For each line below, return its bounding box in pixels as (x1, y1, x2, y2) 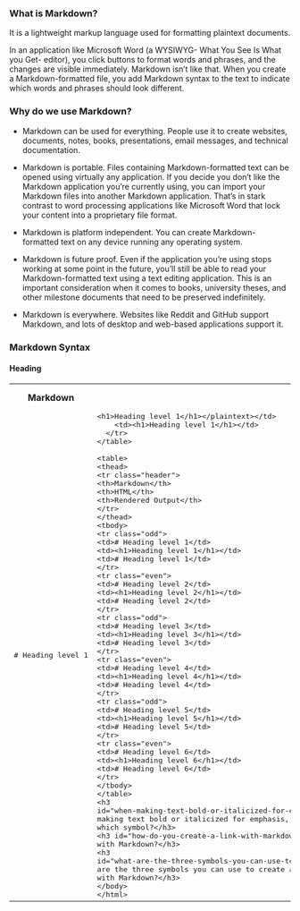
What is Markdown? (9, 7, 98, 20)
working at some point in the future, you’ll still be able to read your (21, 263, 267, 274)
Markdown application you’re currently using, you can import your (21, 181, 266, 192)
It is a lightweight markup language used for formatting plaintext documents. (9, 28, 291, 38)
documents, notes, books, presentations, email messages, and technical (21, 135, 288, 146)
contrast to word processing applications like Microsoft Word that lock (21, 200, 281, 210)
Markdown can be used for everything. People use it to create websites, (21, 125, 287, 136)
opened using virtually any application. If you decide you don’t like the (21, 171, 280, 182)
